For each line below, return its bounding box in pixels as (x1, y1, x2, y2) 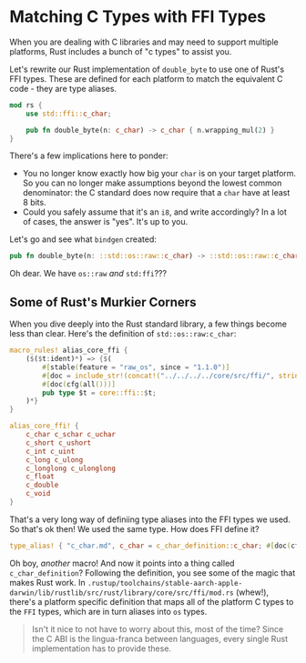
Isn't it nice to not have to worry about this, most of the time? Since (31, 623, 284, 634)
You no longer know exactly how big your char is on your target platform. (22, 168, 297, 179)
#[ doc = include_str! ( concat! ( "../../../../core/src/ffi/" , (42, 371, 275, 380)
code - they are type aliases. (9, 83, 117, 94)
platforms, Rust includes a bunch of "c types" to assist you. (9, 45, 232, 56)
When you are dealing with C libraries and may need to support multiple (9, 36, 280, 47)
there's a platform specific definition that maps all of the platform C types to (9, 596, 294, 607)
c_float (25, 472, 55, 481)
